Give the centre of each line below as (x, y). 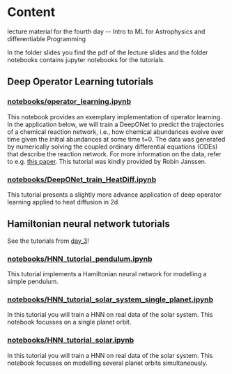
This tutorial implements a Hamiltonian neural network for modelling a (107, 274)
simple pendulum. (33, 282)
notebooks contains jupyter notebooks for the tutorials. (86, 59)
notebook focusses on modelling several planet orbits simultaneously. (107, 363)
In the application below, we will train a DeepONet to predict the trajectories (116, 124)
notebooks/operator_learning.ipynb (69, 102)
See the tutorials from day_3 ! (48, 241)
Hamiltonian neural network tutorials (89, 224)
